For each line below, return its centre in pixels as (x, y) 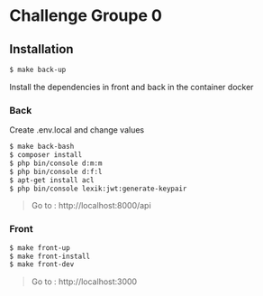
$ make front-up (40, 248)
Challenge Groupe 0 (86, 16)
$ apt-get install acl (52, 180)
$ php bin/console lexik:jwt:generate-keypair (98, 189)
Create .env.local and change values (77, 130)
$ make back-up (38, 69)
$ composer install (46, 155)
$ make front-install (50, 256)
